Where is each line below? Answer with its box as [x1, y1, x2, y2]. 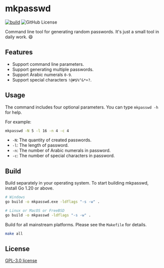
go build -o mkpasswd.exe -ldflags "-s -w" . [5, 199, 100, 204]
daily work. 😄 [5, 34, 33, 40]
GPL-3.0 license [5, 258, 37, 264]
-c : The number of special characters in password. [12, 153, 115, 159]
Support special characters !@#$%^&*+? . [12, 77, 92, 82]
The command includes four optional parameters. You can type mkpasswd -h [5, 104, 159, 110]
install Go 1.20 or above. [5, 185, 54, 191]
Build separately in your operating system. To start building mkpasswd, [5, 180, 149, 186]
